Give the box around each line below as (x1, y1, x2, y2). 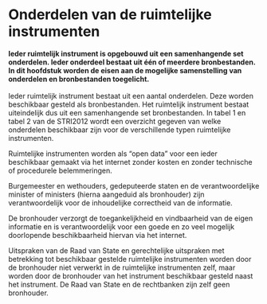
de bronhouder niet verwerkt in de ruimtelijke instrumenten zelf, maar (8, 263, 236, 272)
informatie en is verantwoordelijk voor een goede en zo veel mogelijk (8, 221, 235, 232)
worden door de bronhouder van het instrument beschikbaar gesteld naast (8, 271, 253, 280)
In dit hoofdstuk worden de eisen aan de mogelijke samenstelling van (8, 65, 242, 75)
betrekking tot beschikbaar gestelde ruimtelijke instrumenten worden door (8, 254, 252, 263)
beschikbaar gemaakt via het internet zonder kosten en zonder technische (8, 157, 253, 166)
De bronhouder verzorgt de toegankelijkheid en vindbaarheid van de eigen (8, 213, 253, 223)
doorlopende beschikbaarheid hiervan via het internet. (8, 230, 187, 240)
